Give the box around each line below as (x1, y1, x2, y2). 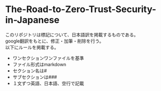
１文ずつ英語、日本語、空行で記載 (12, 80, 84, 86)
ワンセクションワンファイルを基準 (12, 55, 84, 61)
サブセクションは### (12, 74, 57, 80)
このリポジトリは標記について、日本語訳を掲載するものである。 (5, 31, 139, 37)
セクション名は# (12, 67, 47, 74)
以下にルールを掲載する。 (5, 44, 59, 50)
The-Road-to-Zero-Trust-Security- (5, 4, 156, 15)
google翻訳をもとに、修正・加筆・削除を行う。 (5, 38, 104, 44)
